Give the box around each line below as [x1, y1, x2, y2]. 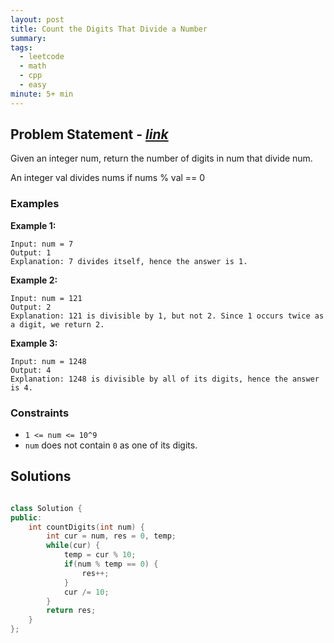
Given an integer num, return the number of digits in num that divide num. [10, 152, 313, 165]
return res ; [46, 606, 97, 616]
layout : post [10, 14, 65, 25]
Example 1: [10, 219, 57, 231]
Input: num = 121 [10, 293, 83, 303]
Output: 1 [10, 247, 52, 258]
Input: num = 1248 [10, 356, 87, 366]
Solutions [10, 468, 72, 485]
